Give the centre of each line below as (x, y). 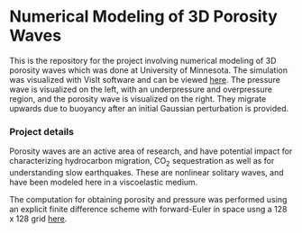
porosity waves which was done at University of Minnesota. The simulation (149, 70)
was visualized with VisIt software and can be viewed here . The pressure (145, 79)
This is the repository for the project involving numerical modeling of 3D (143, 60)
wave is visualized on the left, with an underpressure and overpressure (141, 89)
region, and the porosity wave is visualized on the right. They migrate (138, 99)
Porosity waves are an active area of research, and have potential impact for (151, 151)
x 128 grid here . (38, 219)
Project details (42, 131)
